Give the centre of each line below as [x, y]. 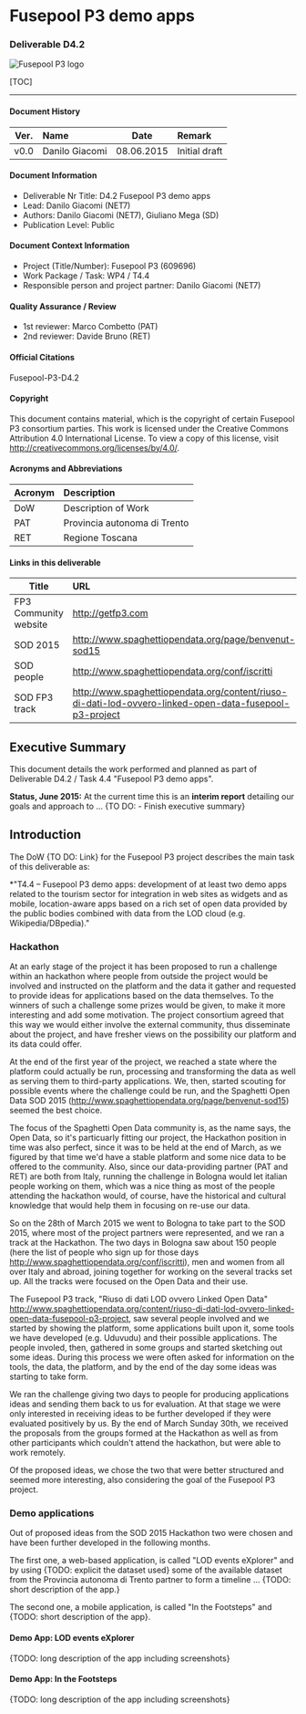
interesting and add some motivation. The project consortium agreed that [147, 1015]
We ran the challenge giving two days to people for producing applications [149, 1395]
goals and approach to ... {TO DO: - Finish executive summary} [127, 806]
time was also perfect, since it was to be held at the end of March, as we [146, 1147]
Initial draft [200, 151]
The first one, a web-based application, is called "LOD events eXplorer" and [152, 1561]
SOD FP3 [34, 697]
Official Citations [42, 357]
